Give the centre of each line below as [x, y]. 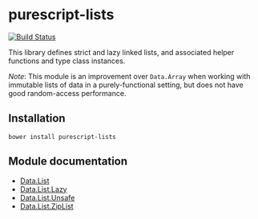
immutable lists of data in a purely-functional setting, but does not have [126, 85]
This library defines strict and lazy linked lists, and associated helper [121, 52]
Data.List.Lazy [43, 189]
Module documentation [68, 161]
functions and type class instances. [67, 61]
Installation [37, 119]
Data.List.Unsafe [47, 197]
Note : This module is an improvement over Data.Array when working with [129, 76]
